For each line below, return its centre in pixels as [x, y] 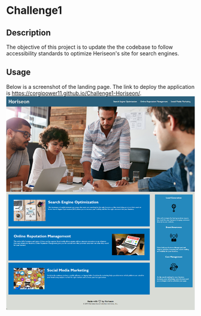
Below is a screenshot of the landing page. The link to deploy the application [100, 87]
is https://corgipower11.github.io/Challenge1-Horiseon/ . [74, 93]
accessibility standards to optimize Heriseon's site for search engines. [93, 53]
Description [28, 33]
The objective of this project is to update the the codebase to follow [90, 47]
